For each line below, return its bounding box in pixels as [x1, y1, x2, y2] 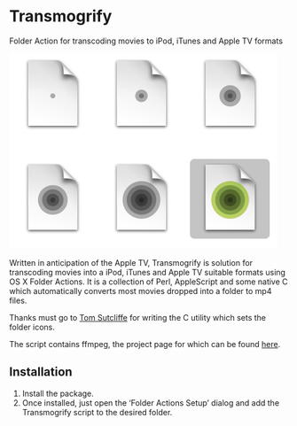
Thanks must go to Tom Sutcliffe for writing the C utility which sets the [9, 312, 267, 322]
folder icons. [9, 321, 55, 332]
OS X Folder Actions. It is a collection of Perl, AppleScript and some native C [9, 276, 288, 287]
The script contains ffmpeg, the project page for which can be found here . [9, 338, 281, 349]
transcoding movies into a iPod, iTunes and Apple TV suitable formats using [9, 267, 286, 277]
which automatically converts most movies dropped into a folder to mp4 [9, 285, 272, 296]
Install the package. [21, 388, 95, 399]
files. [9, 295, 27, 306]
